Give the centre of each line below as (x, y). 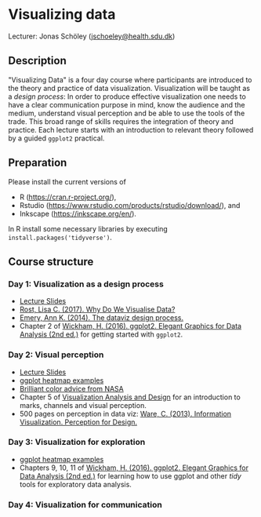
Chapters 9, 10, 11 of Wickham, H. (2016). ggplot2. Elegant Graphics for (134, 468)
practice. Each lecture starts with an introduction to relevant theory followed (131, 129)
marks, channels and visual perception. (83, 405)
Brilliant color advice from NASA (71, 388)
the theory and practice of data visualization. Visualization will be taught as (129, 88)
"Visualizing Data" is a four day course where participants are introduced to (130, 79)
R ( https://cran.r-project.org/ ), (68, 197)
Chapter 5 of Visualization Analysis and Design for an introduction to (130, 397)
